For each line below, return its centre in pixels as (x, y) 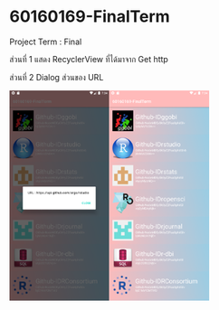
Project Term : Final (46, 42)
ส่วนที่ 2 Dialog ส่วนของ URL (57, 77)
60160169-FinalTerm (90, 17)
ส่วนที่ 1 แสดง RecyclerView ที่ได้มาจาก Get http (89, 59)
